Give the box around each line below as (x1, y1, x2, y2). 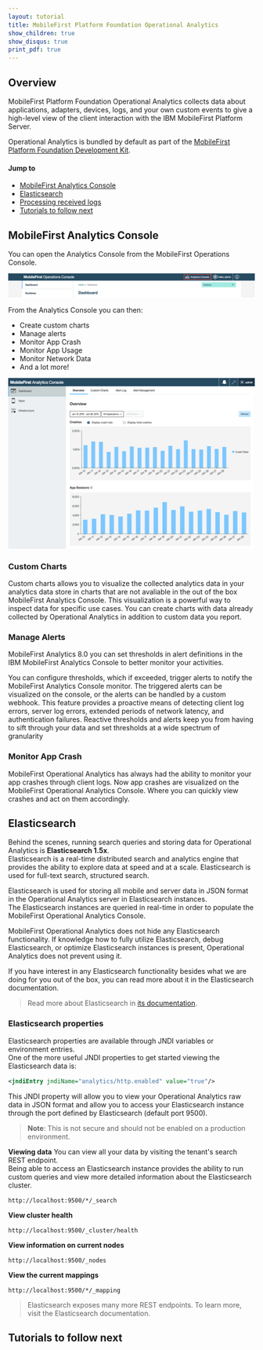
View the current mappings (8, 1270, 99, 1279)
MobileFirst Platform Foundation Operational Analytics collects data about (8, 97, 247, 106)
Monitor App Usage (19, 346, 83, 355)
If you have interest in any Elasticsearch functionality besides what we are (8, 967, 247, 976)
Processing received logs (19, 197, 102, 207)
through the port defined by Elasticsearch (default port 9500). (8, 1108, 208, 1118)
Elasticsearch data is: (8, 1061, 77, 1070)
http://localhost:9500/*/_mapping (8, 1286, 121, 1294)
